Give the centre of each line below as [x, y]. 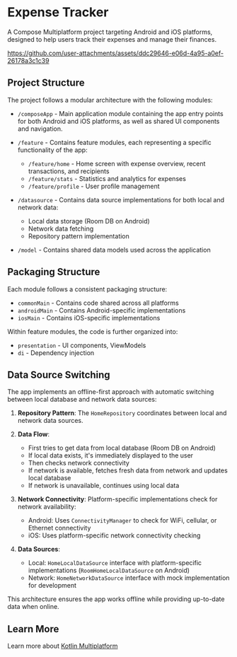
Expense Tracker [58, 12]
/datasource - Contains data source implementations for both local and [121, 199]
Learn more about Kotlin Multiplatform [63, 646]
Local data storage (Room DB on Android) [89, 221]
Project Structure [46, 83]
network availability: [47, 507]
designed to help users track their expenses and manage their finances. [112, 39]
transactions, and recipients [69, 171]
